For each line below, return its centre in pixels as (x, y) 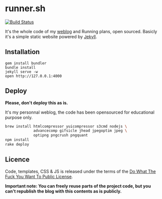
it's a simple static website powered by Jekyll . (51, 37)
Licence (18, 160)
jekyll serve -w (21, 72)
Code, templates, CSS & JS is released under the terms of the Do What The (81, 171)
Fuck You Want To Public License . (39, 177)
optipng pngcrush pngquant (61, 135)
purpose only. (19, 117)
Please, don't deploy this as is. (36, 102)
